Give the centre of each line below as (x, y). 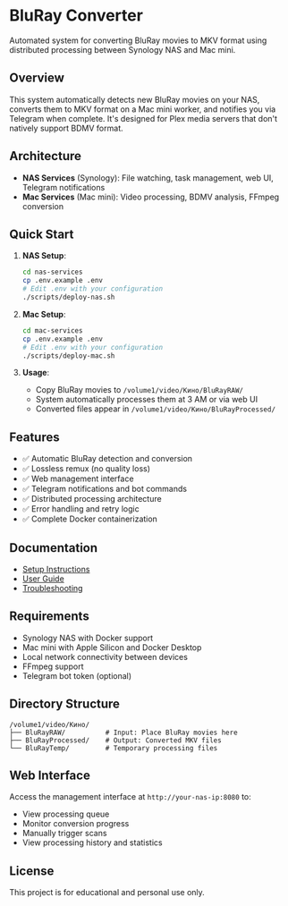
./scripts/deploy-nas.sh (68, 297)
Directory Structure (65, 704)
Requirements (49, 617)
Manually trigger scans (64, 834)
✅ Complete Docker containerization (90, 519)
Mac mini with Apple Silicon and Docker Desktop (112, 647)
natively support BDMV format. (66, 128)
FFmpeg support (53, 666)
